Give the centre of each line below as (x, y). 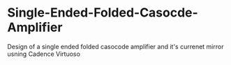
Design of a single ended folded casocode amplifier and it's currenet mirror (115, 46)
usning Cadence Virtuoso (44, 54)
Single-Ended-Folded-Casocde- (103, 13)
